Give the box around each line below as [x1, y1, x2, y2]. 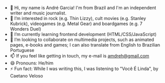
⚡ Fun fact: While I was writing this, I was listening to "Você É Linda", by [10, 65, 158, 71]
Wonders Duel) [10, 26, 41, 32]
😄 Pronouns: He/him [10, 60, 54, 66]
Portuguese [10, 47, 34, 53]
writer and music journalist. [10, 10, 67, 16]
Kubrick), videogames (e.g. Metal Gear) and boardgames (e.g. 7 [10, 20, 143, 26]
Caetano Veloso [10, 73, 43, 78]
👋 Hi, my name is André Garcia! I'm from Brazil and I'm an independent [10, 5, 156, 10]
